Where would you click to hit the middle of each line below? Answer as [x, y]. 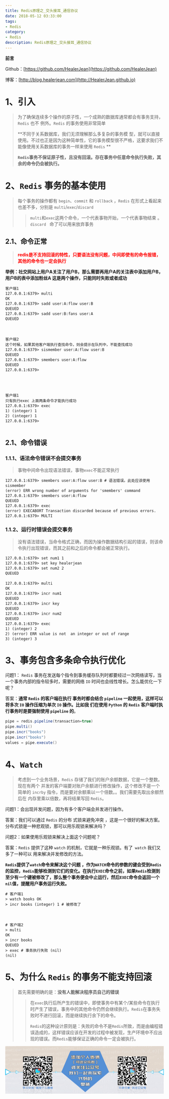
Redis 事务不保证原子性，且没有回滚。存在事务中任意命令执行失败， [87, 157]
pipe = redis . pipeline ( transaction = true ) [49, 722]
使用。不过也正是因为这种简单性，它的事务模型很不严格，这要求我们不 [90, 140]
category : [16, 32]
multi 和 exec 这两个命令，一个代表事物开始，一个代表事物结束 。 [96, 217]
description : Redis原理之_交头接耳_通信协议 [48, 43]
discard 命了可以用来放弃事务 [62, 224]
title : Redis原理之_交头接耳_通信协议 [42, 11]
